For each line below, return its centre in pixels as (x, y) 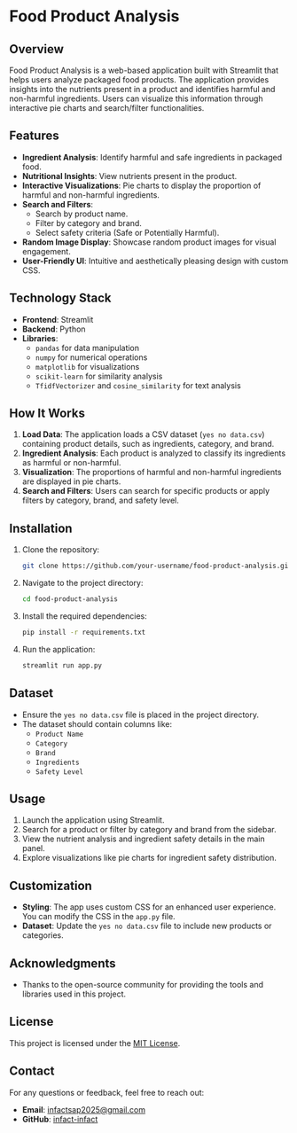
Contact (32, 1071)
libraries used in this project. (74, 994)
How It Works (47, 414)
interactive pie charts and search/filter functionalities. (107, 108)
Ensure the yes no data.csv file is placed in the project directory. (141, 715)
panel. (34, 848)
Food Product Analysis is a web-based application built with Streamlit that (144, 70)
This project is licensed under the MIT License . (95, 1043)
